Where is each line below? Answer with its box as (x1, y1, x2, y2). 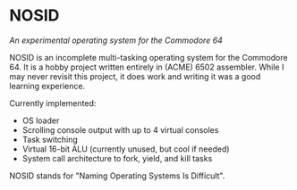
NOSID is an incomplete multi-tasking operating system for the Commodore (9, 52, 288, 62)
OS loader (21, 115, 60, 126)
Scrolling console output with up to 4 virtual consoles (21, 124, 219, 135)
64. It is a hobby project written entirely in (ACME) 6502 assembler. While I (9, 62, 284, 72)
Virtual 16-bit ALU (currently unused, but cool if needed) (21, 144, 230, 154)
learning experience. (9, 80, 86, 91)
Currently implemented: (9, 97, 97, 108)
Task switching (21, 134, 78, 145)
